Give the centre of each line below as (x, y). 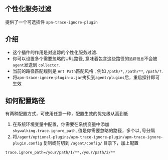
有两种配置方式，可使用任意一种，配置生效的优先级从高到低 (67, 113)
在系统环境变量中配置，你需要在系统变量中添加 (61, 124)
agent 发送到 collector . (36, 64)
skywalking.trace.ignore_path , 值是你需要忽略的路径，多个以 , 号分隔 (84, 130)
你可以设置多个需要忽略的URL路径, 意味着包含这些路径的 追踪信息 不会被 (85, 58)
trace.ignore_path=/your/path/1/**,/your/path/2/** (60, 152)
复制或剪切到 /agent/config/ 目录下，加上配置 (91, 143)
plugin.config (27, 143)
